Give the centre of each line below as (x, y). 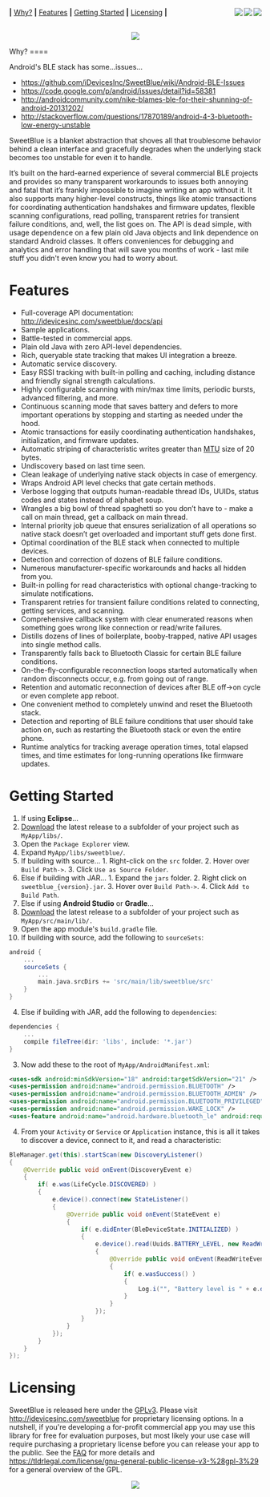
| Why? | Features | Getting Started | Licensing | (88, 12)
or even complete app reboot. (70, 695)
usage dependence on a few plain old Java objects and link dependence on (134, 233)
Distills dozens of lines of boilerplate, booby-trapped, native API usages (139, 636)
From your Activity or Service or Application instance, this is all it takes (140, 1131)
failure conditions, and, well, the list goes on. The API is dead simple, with (130, 224)
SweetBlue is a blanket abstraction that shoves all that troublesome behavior (135, 141)
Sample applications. (55, 329)
